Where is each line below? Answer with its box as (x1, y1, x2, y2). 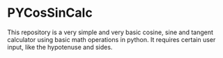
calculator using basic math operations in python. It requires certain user (7, 35, 216, 43)
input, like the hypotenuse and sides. (7, 43, 113, 51)
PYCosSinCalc (7, 5, 93, 21)
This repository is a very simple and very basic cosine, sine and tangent (7, 28, 214, 36)
